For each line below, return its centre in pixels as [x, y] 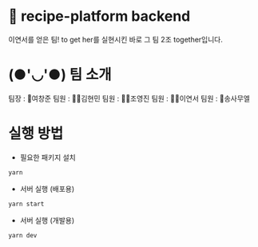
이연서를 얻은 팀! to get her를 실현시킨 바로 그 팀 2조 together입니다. [116, 39]
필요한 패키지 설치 [48, 157]
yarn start [26, 204]
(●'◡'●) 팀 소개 [60, 75]
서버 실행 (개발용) [47, 220]
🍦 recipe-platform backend [99, 16]
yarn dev [23, 235]
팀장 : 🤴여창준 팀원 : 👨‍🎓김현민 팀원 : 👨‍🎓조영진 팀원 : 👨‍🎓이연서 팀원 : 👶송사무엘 [129, 98]
